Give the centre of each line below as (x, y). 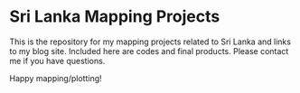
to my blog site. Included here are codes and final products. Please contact (149, 51)
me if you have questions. (57, 60)
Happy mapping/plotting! (56, 78)
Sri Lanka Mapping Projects (115, 17)
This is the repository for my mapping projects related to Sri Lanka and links (150, 42)
